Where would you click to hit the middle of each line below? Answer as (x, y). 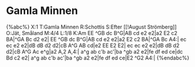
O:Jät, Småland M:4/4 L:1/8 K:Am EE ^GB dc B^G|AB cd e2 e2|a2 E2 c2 (92, 33)
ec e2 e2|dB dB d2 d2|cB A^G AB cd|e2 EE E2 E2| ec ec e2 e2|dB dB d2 (93, 45)
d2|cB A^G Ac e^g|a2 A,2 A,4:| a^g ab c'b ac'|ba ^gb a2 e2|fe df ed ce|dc (95, 51)
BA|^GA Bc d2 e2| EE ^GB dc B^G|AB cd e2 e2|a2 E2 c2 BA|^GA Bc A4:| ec (96, 39)
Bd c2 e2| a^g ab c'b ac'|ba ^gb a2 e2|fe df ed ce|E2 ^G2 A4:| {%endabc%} (98, 58)
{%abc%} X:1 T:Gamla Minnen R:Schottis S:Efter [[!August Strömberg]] (91, 27)
